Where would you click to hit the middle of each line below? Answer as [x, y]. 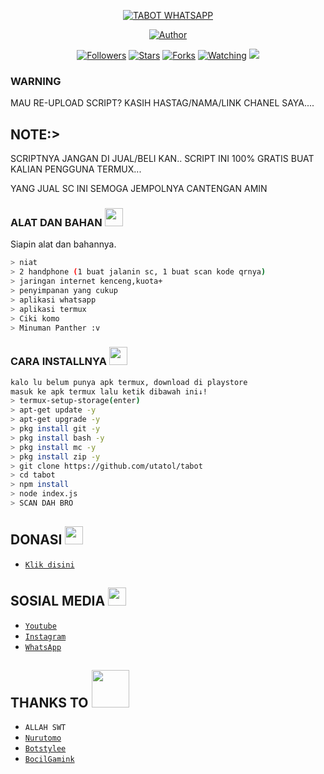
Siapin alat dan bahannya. [63, 244]
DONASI [36, 540]
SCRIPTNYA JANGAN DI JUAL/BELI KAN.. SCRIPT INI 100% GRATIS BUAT [162, 159]
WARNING [36, 81]
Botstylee [45, 749]
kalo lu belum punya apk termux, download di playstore [129, 382]
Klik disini [49, 565]
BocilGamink [49, 760]
